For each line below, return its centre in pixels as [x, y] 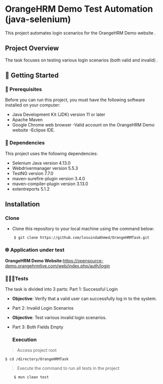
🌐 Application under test [35, 250]
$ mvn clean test [31, 377]
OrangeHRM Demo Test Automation [79, 9]
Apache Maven [27, 120]
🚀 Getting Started [32, 75]
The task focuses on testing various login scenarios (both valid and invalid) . [82, 60]
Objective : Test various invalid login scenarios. [59, 318]
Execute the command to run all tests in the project [68, 368]
